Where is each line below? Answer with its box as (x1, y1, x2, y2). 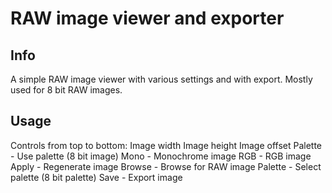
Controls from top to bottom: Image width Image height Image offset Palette (10, 139, 323, 151)
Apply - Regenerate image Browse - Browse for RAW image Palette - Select (10, 160, 322, 172)
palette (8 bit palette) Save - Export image (10, 171, 183, 183)
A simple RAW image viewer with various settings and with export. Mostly (10, 73, 313, 85)
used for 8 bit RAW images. (10, 84, 123, 96)
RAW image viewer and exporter (10, 7, 285, 30)
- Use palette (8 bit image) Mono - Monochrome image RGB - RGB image (10, 150, 312, 162)
